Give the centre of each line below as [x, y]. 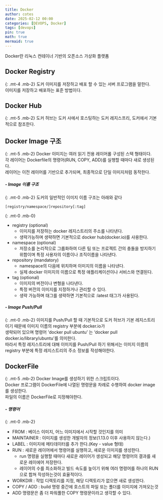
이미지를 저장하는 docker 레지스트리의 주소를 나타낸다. [71, 231]
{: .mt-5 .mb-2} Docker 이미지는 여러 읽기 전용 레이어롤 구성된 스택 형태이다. [78, 154]
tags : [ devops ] [20, 28]
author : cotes [19, 14]
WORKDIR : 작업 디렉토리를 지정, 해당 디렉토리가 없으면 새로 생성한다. [78, 480]
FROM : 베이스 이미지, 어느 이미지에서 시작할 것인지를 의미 [67, 432]
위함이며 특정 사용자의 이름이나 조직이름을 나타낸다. [68, 255]
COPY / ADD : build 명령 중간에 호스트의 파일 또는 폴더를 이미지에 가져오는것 [85, 486]
